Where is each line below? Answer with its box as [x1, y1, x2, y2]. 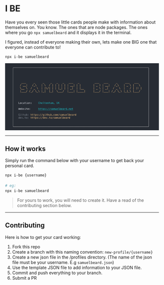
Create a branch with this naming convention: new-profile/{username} [12, 249, 153, 255]
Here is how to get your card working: [5, 234, 82, 240]
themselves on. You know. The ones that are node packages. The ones [5, 24, 148, 30]
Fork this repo [12, 243, 41, 250]
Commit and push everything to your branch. [12, 270, 102, 276]
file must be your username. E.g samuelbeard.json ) [12, 259, 114, 265]
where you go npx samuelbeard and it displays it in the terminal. [5, 29, 132, 35]
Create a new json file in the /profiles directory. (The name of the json [12, 254, 152, 260]
